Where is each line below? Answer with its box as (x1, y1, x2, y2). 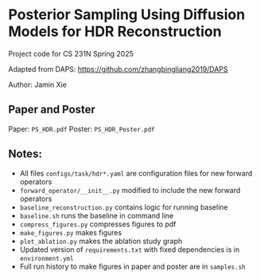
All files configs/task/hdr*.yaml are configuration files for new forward (19, 168, 253, 178)
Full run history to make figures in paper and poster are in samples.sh (19, 261, 246, 271)
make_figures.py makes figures (19, 227, 122, 237)
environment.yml (19, 254, 74, 262)
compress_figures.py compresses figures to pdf (19, 219, 177, 229)
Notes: (8, 147, 42, 161)
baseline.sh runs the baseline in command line (19, 210, 174, 220)
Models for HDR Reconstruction (8, 22, 222, 41)
